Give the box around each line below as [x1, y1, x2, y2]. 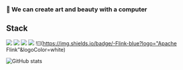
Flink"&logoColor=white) [6, 46, 66, 53]
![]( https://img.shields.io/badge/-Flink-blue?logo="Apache [35, 39, 177, 46]
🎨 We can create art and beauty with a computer [6, 5, 148, 14]
